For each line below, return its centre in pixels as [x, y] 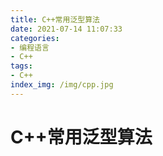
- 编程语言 [30, 47]
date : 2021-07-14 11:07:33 [66, 29]
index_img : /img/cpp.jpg [62, 85]
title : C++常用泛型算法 [55, 19]
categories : [35, 38]
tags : [21, 66]
